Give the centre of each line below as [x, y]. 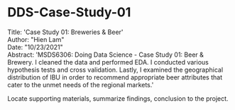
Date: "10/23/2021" [35, 47]
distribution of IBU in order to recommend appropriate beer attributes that [115, 77]
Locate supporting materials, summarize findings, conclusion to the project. [118, 98]
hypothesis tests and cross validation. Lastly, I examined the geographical [115, 70]
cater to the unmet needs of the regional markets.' [81, 84]
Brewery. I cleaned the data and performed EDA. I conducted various [108, 62]
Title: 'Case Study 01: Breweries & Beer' [65, 32]
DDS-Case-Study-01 [69, 12]
